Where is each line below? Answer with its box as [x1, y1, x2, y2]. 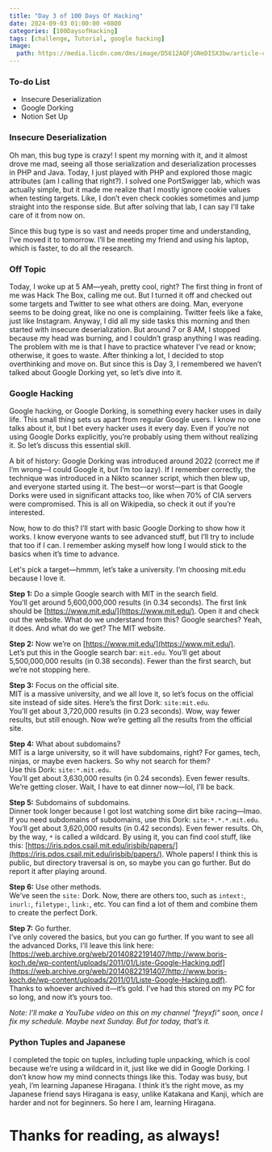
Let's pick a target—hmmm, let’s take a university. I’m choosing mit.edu [9, 565, 246, 575]
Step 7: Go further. [9, 923, 72, 934]
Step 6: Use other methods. [9, 882, 102, 892]
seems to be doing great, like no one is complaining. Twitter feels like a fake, [9, 307, 263, 317]
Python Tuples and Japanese [9, 1036, 126, 1048]
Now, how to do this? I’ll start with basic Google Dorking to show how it [9, 523, 245, 534]
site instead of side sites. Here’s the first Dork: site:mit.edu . [9, 698, 210, 707]
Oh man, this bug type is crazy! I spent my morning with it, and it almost [9, 150, 249, 160]
